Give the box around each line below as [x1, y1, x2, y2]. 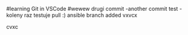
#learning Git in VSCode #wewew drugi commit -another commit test [6, 5, 178, 12]
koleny [6, 11, 23, 19]
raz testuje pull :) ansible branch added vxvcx [24, 11, 138, 19]
